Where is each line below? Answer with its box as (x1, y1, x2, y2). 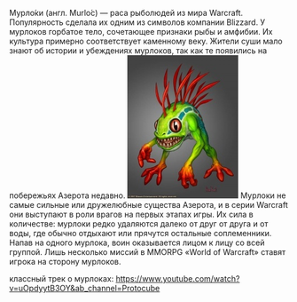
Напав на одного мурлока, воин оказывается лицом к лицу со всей (9, 237, 265, 248)
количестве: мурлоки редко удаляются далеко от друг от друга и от (9, 219, 269, 229)
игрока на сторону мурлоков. (9, 257, 121, 266)
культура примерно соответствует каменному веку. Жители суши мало (9, 36, 283, 46)
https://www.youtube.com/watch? (115, 274, 240, 283)
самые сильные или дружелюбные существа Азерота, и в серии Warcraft (9, 200, 288, 210)
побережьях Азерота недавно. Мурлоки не (9, 190, 286, 201)
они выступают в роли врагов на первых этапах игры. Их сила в (9, 209, 254, 219)
